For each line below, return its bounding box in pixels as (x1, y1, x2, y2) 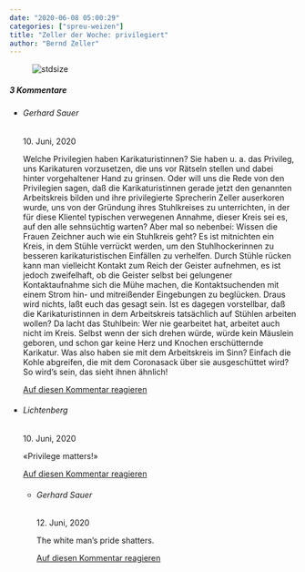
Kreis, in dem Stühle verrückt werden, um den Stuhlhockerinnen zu (22, 240, 275, 251)
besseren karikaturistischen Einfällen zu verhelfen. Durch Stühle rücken (22, 250, 291, 260)
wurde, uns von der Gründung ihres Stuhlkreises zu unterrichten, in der (22, 201, 290, 212)
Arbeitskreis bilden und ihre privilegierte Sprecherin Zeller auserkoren (22, 192, 285, 203)
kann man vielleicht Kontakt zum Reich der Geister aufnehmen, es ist (22, 260, 281, 271)
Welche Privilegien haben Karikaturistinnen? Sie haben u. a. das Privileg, (22, 153, 295, 164)
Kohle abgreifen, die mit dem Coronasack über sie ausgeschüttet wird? (22, 356, 290, 367)
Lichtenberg (22, 404, 68, 415)
